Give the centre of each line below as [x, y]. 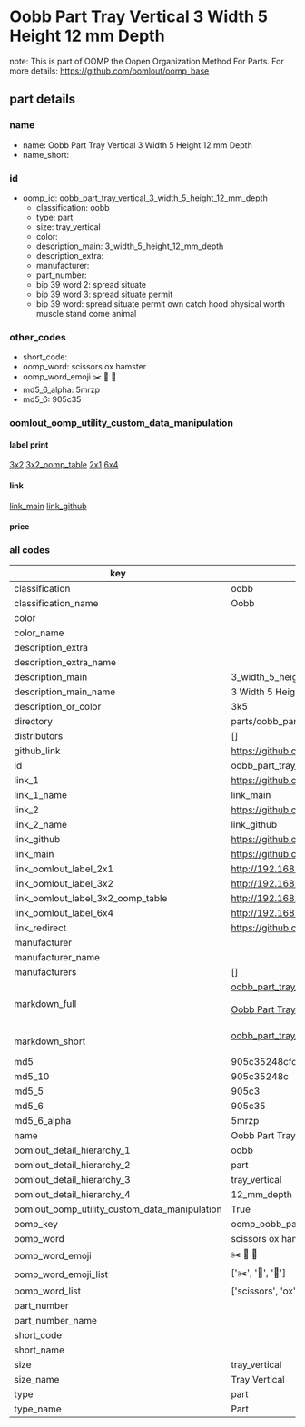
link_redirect [40, 928]
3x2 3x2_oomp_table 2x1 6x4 [64, 465]
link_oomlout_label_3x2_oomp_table [91, 899]
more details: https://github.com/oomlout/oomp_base [109, 71]
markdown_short [50, 1041]
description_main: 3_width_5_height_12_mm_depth [130, 246]
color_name [39, 633]
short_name [39, 1350]
